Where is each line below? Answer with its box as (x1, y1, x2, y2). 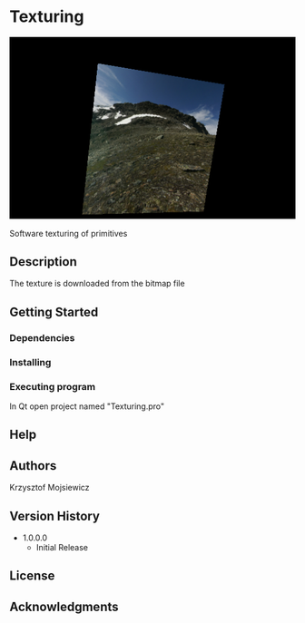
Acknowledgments (9, 599, 120, 614)
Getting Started (9, 304, 99, 319)
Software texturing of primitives (9, 228, 128, 238)
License (9, 569, 55, 584)
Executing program (9, 380, 96, 393)
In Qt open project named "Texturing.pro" (9, 401, 165, 412)
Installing (9, 355, 52, 368)
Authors (9, 458, 57, 473)
